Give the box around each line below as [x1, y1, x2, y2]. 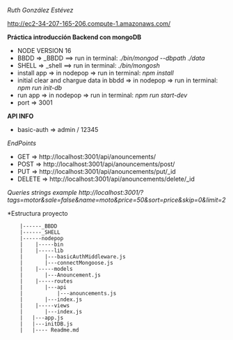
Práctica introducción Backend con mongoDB [7, 33, 142, 41]
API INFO [7, 112, 34, 120]
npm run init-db [17, 84, 63, 91]
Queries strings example [7, 189, 78, 196]
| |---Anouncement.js [19, 272, 101, 279]
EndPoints [7, 139, 37, 147]
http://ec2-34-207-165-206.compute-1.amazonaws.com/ [7, 20, 171, 27]
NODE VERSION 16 [17, 47, 72, 54]
